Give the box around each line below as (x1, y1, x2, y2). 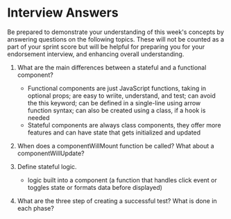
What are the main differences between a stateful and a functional (17, 63, 207, 71)
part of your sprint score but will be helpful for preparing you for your (7, 42, 205, 51)
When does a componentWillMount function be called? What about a (17, 141, 214, 150)
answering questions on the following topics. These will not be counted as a (7, 35, 224, 43)
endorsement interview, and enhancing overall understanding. (7, 50, 185, 58)
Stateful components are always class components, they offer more (27, 121, 221, 129)
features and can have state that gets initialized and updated (27, 128, 201, 137)
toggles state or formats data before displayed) (27, 183, 163, 191)
